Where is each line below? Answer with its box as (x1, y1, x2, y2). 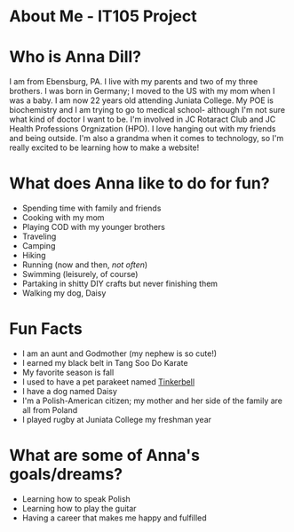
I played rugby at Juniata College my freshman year (21, 415, 211, 425)
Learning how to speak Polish (21, 493, 131, 504)
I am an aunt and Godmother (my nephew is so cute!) (21, 348, 218, 359)
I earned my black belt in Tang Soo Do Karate (21, 358, 188, 368)
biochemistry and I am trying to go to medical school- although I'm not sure (9, 105, 286, 115)
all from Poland (21, 405, 78, 415)
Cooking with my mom (21, 212, 105, 223)
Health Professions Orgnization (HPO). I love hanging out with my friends (9, 123, 276, 134)
